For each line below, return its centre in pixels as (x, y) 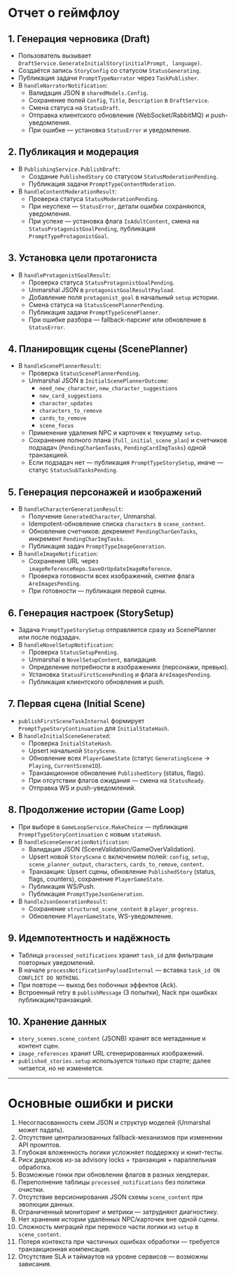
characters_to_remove (70, 411)
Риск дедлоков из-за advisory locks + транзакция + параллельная (117, 1160)
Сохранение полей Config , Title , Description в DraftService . (119, 100)
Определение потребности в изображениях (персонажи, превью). (129, 667)
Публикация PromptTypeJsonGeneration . (86, 893)
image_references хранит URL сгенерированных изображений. (111, 1053)
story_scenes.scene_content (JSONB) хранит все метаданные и (112, 1039)
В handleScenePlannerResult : (60, 366)
